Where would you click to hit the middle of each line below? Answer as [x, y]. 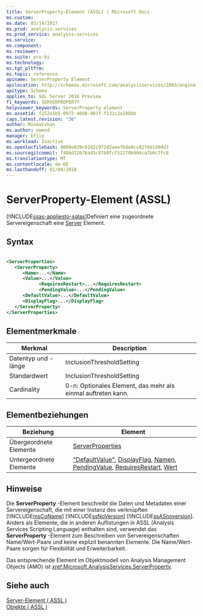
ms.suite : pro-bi [28, 57]
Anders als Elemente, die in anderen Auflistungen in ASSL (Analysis [90, 523]
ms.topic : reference [32, 74]
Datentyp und [29, 358]
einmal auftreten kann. [97, 393]
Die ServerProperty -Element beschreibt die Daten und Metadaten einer [96, 503]
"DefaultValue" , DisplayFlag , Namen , [124, 460]
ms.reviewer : [23, 52]
